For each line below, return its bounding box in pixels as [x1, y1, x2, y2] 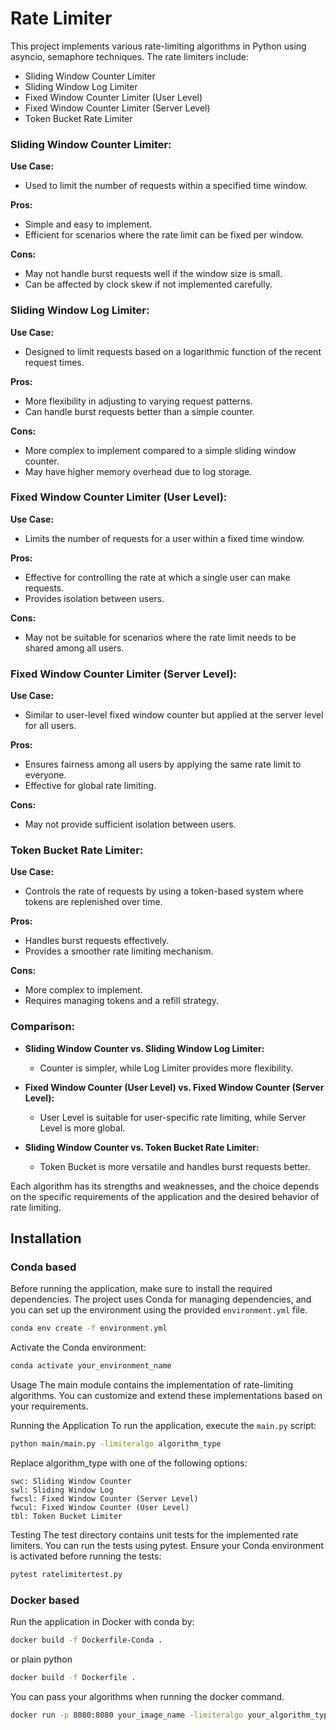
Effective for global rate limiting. [24, 780, 157, 792]
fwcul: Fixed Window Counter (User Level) [10, 1503, 190, 1513]
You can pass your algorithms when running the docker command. [10, 1690, 285, 1702]
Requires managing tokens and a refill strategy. [24, 995, 220, 1007]
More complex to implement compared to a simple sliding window [24, 444, 297, 456]
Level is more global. [39, 1122, 126, 1134]
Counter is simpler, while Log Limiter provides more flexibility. [39, 1062, 294, 1074]
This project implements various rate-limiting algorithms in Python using [10, 40, 307, 52]
